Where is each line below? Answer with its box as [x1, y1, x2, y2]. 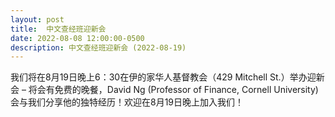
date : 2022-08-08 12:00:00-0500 [10, 33, 145, 43]
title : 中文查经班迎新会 [10, 24, 107, 34]
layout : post [10, 14, 65, 25]
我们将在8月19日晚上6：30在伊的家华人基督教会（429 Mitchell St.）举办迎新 [10, 71, 325, 83]
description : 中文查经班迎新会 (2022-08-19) [10, 42, 187, 53]
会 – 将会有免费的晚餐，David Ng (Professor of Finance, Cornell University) [10, 84, 319, 96]
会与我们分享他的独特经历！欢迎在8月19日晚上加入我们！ [10, 96, 245, 108]
